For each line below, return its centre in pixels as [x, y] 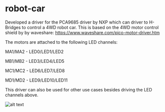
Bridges [13, 27]
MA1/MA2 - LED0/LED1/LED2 [34, 52]
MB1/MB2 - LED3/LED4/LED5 [35, 61]
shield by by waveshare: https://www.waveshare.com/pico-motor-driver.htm [82, 32]
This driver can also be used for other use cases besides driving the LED [79, 89]
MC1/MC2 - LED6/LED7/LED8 [35, 70]
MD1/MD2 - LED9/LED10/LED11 [36, 80]
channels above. [22, 95]
